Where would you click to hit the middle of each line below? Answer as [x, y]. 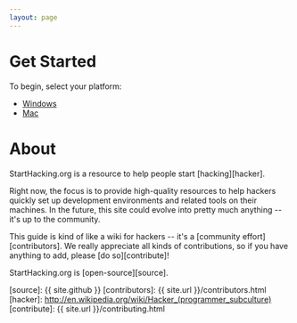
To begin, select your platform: [66, 86]
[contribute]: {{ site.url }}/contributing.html [87, 309]
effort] [254, 236]
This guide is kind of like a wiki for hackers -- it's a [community [125, 236]
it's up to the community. [55, 219]
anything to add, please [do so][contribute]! [89, 255]
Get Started [53, 61]
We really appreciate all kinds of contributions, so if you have [176, 246]
